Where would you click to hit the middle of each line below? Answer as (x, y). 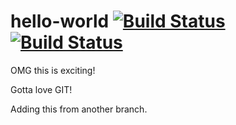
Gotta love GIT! (41, 89)
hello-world (60, 21)
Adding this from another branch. (79, 109)
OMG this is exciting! (53, 70)
